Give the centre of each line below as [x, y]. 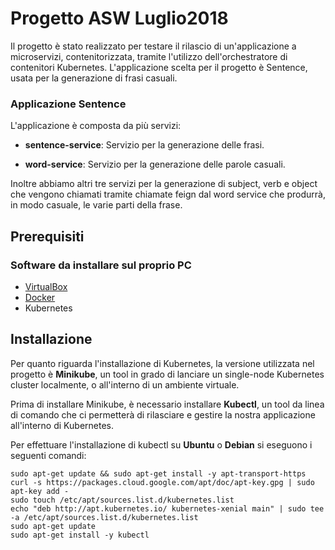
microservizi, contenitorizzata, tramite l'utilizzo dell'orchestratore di [149, 56]
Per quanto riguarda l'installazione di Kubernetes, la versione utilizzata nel [162, 363]
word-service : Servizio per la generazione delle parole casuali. [155, 164]
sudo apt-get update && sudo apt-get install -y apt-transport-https [158, 473]
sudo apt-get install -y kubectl [80, 535]
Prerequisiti [47, 236]
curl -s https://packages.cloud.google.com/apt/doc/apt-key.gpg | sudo [162, 482]
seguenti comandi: [48, 455]
